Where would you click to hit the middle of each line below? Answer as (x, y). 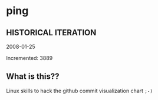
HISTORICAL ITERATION (51, 33)
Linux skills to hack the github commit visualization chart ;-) (80, 91)
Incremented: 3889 (29, 58)
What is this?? (33, 77)
